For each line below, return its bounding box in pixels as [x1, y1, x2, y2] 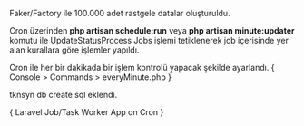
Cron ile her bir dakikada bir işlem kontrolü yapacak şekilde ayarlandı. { [9, 63, 275, 73]
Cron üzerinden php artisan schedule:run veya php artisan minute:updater [9, 25, 295, 35]
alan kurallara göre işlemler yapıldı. [9, 44, 140, 55]
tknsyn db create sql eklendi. [9, 90, 118, 100]
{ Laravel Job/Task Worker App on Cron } [9, 107, 164, 117]
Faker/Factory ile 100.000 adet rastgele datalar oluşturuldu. [9, 8, 230, 18]
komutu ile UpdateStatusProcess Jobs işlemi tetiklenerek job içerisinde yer [9, 35, 289, 45]
